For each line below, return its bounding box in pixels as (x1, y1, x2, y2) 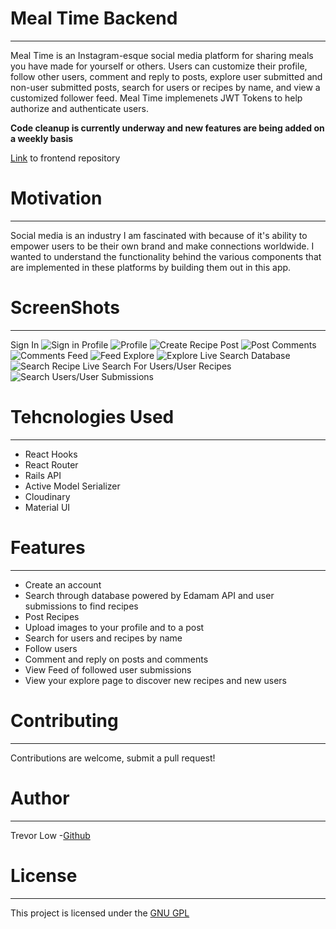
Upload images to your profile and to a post (24, 621, 205, 633)
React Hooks (24, 448, 78, 460)
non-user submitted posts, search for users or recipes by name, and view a (10, 81, 321, 93)
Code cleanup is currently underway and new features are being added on (10, 122, 325, 134)
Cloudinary (24, 490, 71, 502)
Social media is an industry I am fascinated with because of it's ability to (10, 229, 308, 241)
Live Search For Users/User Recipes (82, 360, 232, 372)
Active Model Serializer (24, 480, 121, 492)
